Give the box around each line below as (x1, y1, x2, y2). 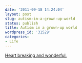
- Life (5, 39, 19, 44)
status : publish (5, 21, 38, 26)
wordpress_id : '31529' (5, 30, 51, 35)
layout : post (5, 12, 32, 17)
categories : (5, 35, 29, 40)
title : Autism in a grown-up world (5, 25, 78, 30)
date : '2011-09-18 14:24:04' (5, 7, 64, 12)
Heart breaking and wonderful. (5, 52, 67, 58)
